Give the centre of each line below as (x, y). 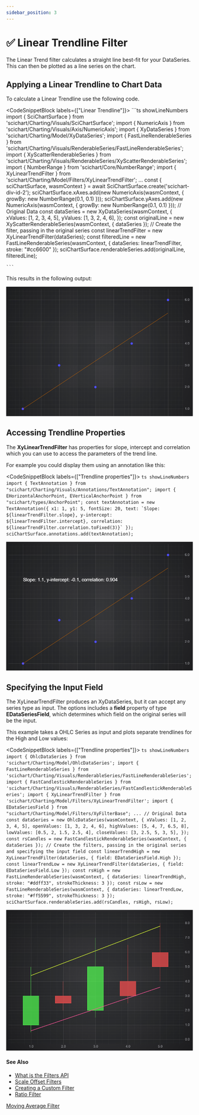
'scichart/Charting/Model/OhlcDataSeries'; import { (73, 763)
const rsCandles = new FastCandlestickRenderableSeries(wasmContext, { (96, 839)
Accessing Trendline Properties (66, 433)
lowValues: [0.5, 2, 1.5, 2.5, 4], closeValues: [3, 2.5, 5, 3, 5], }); (98, 833)
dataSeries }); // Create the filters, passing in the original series (96, 845)
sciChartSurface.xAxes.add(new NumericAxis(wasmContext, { (108, 193)
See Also (17, 1062)
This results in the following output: (49, 278)
